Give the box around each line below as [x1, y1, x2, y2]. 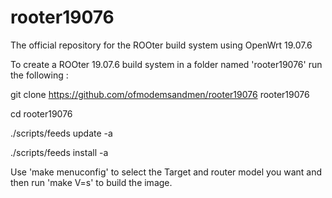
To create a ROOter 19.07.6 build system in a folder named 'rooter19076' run [10, 58, 323, 70]
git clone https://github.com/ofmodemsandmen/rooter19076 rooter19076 [10, 88, 310, 100]
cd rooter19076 [10, 107, 73, 120]
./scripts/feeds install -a [10, 146, 109, 158]
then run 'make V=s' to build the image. [10, 176, 173, 188]
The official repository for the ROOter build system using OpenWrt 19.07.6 [10, 39, 313, 51]
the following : [10, 69, 69, 81]
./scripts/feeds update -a [10, 127, 113, 139]
